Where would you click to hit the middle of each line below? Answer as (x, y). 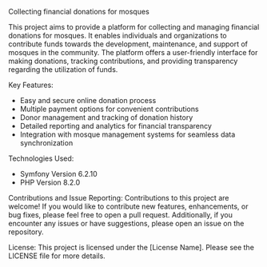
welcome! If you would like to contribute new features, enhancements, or (128, 206)
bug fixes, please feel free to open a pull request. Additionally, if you (121, 215)
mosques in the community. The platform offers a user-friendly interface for (133, 52)
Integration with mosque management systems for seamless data (128, 134)
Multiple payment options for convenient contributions (109, 109)
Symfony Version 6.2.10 (58, 174)
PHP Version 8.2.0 (50, 182)
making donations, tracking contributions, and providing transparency (123, 61)
